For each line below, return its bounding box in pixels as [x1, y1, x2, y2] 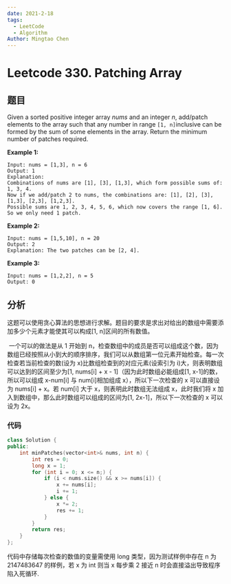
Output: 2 [7, 241, 36, 248]
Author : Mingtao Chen [7, 36, 69, 43]
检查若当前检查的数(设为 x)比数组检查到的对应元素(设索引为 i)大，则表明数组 [7, 358, 223, 367]
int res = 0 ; [32, 455, 69, 463]
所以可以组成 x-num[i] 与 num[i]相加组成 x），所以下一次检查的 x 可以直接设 [7, 376, 220, 384]
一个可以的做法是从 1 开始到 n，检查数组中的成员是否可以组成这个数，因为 [8, 341, 219, 349]
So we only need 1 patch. [7, 210, 81, 217]
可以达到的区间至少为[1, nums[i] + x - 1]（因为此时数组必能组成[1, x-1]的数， [7, 367, 221, 376]
